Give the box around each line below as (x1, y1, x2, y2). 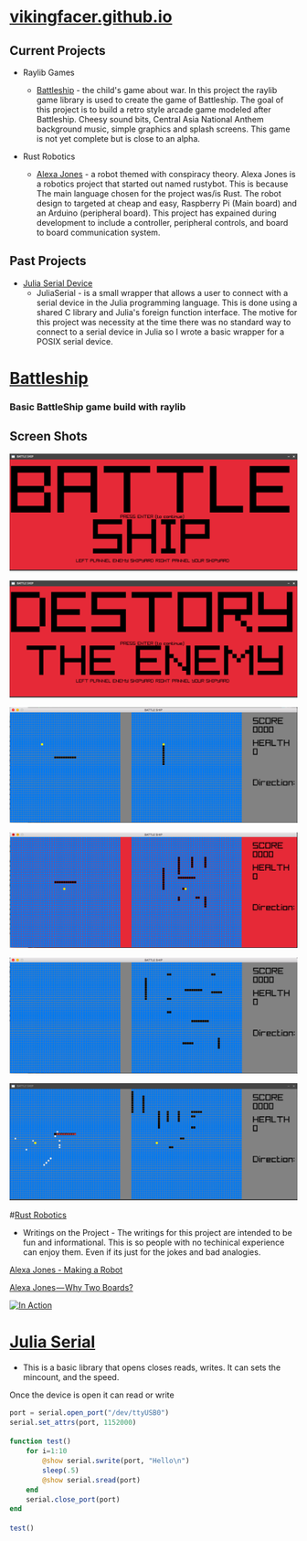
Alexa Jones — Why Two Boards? (9, 1281, 134, 1292)
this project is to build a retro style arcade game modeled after (36, 104, 271, 115)
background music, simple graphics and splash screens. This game (36, 123, 291, 134)
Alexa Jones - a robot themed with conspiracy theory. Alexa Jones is (36, 169, 296, 179)
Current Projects (9, 43, 106, 58)
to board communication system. (36, 227, 161, 238)
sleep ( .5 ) (42, 1465, 79, 1475)
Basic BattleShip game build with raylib (9, 400, 186, 413)
